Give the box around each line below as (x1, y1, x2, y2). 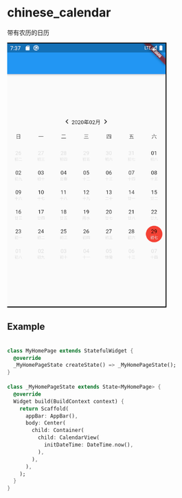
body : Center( (25, 420, 67, 427)
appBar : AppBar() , (25, 412, 78, 420)
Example (7, 321, 45, 332)
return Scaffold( (19, 405, 69, 412)
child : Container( (32, 427, 84, 434)
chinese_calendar (7, 5, 111, 21)
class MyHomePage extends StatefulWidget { (7, 347, 134, 354)
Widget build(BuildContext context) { (13, 398, 125, 405)
